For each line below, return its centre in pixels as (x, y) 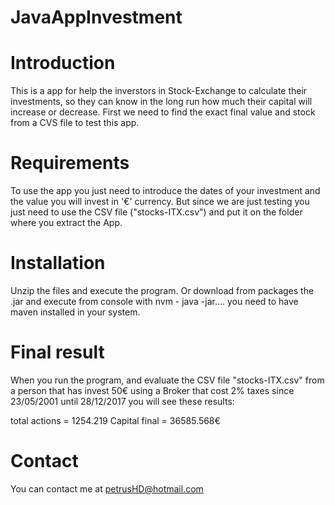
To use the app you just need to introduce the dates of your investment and (165, 191)
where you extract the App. (66, 223)
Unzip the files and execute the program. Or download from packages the (162, 290)
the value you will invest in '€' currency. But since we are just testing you (160, 202)
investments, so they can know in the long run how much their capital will (161, 102)
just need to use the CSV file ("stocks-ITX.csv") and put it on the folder (156, 212)
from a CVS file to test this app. (75, 123)
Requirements (70, 163)
